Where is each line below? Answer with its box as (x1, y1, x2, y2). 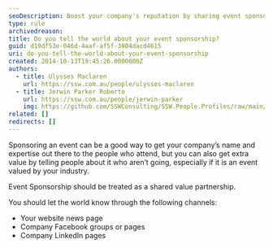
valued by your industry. (8, 166, 89, 176)
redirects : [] (8, 118, 57, 126)
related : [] (8, 111, 49, 119)
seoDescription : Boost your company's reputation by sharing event (8, 11, 242, 20)
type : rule (8, 20, 45, 28)
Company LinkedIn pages (19, 230, 106, 240)
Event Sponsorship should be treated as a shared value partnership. (8, 181, 236, 191)
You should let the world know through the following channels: (8, 197, 218, 207)
